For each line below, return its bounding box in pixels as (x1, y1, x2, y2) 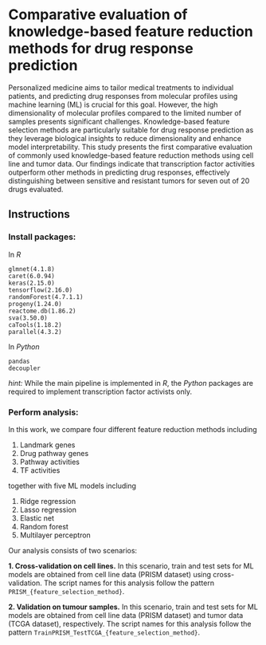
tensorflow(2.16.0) (8, 285, 73, 294)
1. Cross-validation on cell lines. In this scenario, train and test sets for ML (8, 560, 254, 571)
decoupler (8, 364, 41, 372)
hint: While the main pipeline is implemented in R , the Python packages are (8, 378, 253, 387)
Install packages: (8, 231, 76, 242)
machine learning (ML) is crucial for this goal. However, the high (8, 100, 218, 109)
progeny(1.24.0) (8, 300, 62, 308)
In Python (8, 341, 40, 352)
